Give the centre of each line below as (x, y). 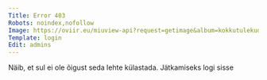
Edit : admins (30, 45)
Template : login (35, 38)
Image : (19, 30)
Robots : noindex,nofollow (51, 23)
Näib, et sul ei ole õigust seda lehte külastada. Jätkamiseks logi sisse (121, 67)
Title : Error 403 (37, 15)
